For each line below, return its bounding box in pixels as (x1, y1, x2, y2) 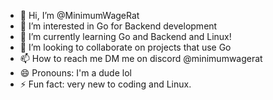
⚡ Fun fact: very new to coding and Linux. (19, 78, 192, 90)
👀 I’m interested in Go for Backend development (19, 20, 218, 32)
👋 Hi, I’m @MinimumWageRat (19, 10, 140, 21)
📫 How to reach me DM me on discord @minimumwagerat (19, 53, 263, 64)
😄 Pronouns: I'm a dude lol (19, 67, 132, 79)
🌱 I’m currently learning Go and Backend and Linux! (19, 31, 232, 42)
